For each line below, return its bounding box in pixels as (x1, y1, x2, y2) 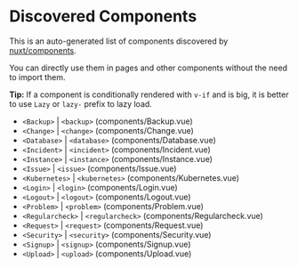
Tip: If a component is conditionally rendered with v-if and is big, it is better (9, 89, 289, 100)
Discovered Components (9, 6, 197, 27)
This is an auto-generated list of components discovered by (9, 36, 229, 46)
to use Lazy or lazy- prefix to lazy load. (9, 98, 153, 109)
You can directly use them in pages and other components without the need (9, 62, 287, 73)
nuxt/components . (9, 45, 77, 55)
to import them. (9, 71, 66, 82)
